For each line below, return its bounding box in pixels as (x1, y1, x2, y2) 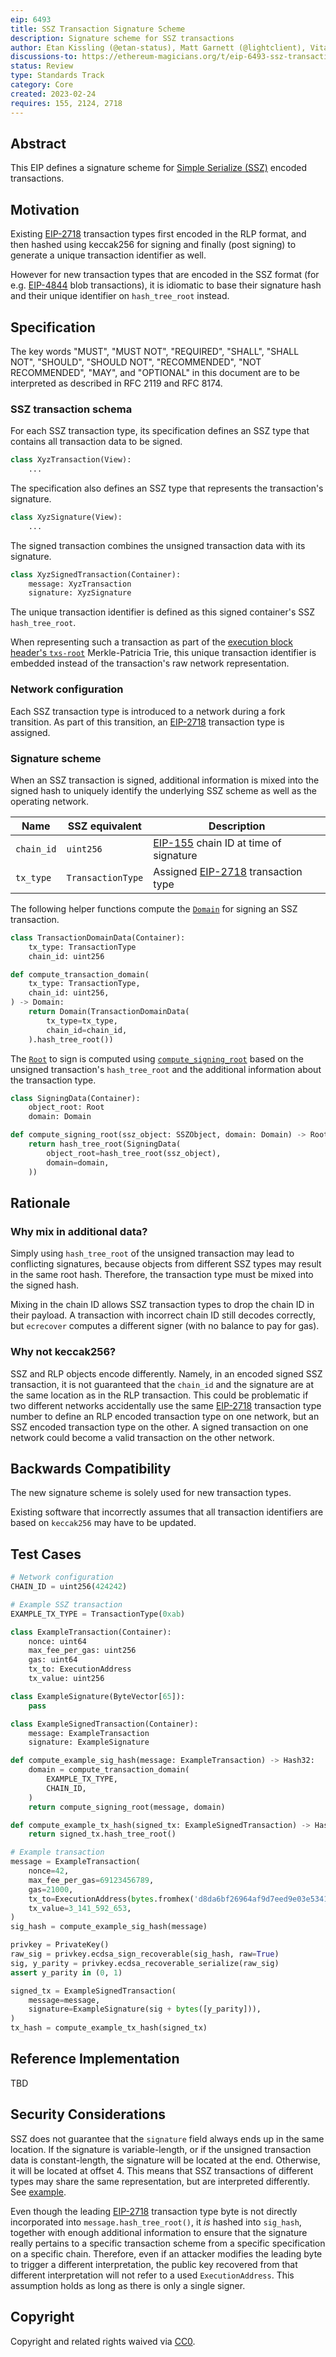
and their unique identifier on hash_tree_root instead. (10, 290, 230, 302)
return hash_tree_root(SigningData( (28, 1139, 182, 1150)
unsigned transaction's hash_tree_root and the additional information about (10, 1063, 322, 1075)
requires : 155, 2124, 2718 (10, 98, 123, 108)
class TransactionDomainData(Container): (10, 932, 186, 943)
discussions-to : (10, 52, 78, 62)
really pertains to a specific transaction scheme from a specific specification (10, 2237, 326, 2249)
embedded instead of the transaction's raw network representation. (10, 657, 290, 670)
